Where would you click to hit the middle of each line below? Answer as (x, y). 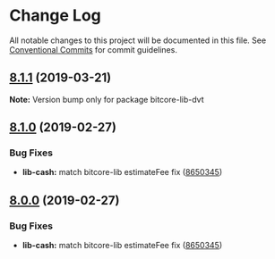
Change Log (55, 16)
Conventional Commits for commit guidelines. (93, 49)
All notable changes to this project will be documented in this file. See (138, 40)
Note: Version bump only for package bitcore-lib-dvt (107, 99)
